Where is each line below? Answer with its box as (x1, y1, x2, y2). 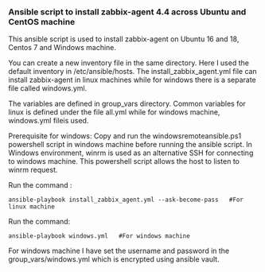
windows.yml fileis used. (8, 116, 89, 126)
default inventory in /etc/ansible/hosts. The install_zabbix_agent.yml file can (8, 67, 257, 76)
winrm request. (8, 165, 58, 175)
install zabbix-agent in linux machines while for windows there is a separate (8, 75, 256, 85)
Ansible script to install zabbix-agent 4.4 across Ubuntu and (8, 6, 247, 17)
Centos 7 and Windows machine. (8, 43, 117, 52)
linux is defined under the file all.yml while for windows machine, (8, 107, 220, 117)
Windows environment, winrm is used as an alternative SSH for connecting (8, 148, 254, 157)
